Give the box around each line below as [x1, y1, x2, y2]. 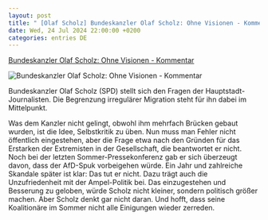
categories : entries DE [8, 33, 88, 42]
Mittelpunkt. [8, 103, 48, 113]
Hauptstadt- [205, 87, 246, 96]
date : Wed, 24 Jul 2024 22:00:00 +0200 [8, 26, 141, 34]
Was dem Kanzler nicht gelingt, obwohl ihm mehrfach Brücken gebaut [8, 118, 238, 128]
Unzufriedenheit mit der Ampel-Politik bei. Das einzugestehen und [8, 178, 227, 187]
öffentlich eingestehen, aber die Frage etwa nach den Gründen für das [8, 136, 240, 145]
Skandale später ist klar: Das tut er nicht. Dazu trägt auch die [8, 169, 208, 179]
